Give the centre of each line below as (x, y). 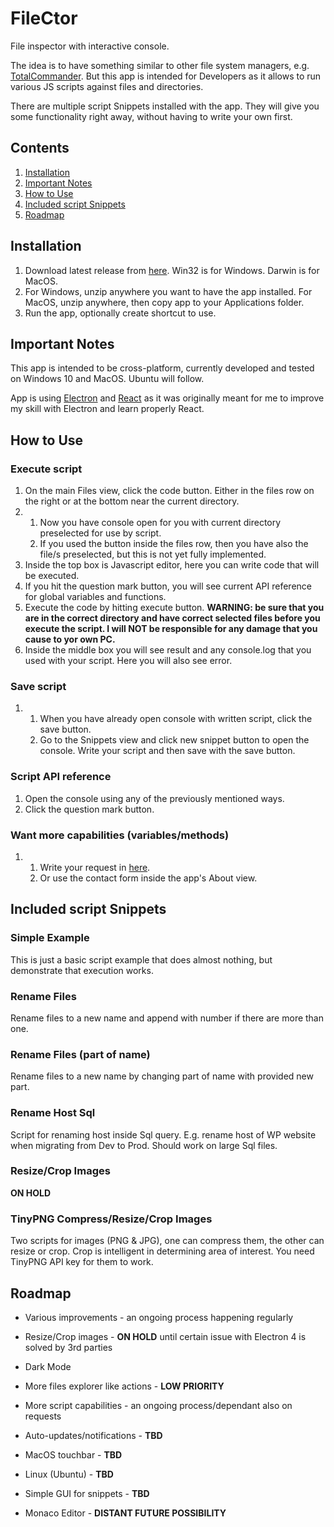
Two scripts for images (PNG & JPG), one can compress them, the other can (167, 1241)
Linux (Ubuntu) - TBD (69, 1474)
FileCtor (44, 18)
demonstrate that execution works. (82, 970)
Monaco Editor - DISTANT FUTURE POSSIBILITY (125, 1513)
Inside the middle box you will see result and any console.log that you (168, 650)
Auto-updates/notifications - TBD (93, 1435)
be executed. (52, 576)
